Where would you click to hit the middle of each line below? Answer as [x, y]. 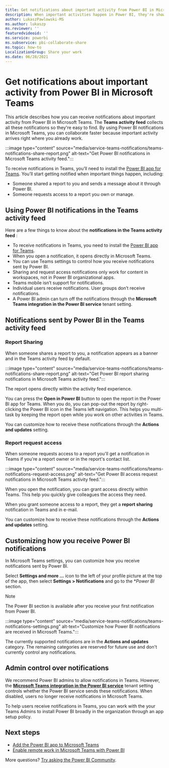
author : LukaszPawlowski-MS [35, 19]
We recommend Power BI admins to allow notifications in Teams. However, [82, 680]
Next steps [23, 732]
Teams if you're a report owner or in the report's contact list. [68, 459]
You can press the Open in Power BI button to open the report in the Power [83, 398]
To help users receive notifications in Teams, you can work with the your [80, 706]
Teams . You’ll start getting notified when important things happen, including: [84, 174]
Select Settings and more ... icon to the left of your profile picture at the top [84, 576]
